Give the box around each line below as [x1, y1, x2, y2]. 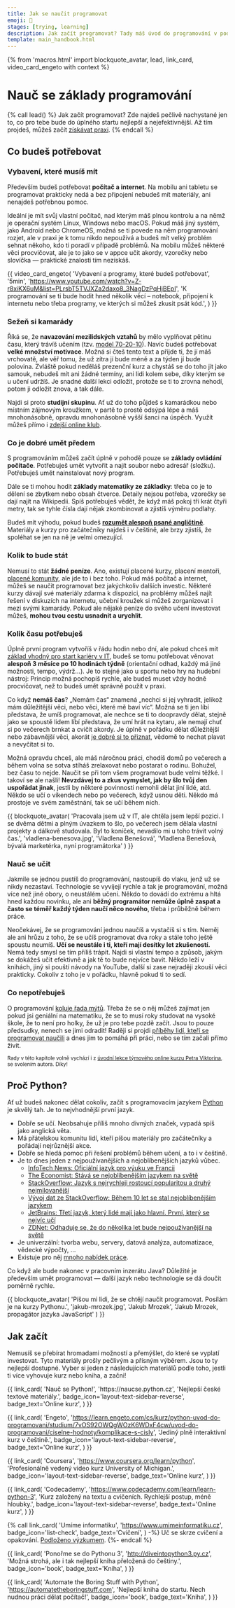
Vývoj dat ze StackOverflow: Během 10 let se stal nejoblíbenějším [27, 1193, 216, 1202]
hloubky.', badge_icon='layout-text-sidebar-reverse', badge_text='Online [7, 1500, 217, 1509]
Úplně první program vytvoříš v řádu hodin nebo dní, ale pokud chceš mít [7, 644, 219, 653]
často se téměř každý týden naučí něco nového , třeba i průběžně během [7, 905, 220, 913]
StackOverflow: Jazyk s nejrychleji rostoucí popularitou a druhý [27, 1179, 211, 1187]
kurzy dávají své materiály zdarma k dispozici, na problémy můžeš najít [7, 589, 212, 597]
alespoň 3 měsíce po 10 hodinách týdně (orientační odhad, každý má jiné [7, 659, 221, 667]
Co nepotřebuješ [7, 988, 66, 998]
